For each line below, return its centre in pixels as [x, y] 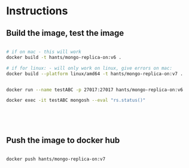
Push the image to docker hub [63, 140]
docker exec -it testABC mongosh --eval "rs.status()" [76, 100]
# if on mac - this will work [44, 52]
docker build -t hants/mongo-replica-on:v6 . [64, 57]
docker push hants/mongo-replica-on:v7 [56, 159]
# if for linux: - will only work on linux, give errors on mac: [89, 68]
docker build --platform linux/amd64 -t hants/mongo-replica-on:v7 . [95, 74]
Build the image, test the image [65, 33]
